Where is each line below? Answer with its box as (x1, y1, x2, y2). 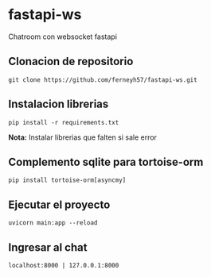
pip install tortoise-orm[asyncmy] (8, 176, 127, 184)
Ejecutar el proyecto (8, 198, 111, 211)
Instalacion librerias (8, 98, 109, 111)
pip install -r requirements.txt (8, 118, 119, 126)
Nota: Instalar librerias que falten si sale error (8, 133, 158, 142)
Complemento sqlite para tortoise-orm (8, 155, 204, 168)
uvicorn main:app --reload (8, 219, 98, 227)
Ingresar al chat (8, 240, 88, 254)
